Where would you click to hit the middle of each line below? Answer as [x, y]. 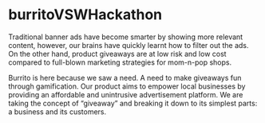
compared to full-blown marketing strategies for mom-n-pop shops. [120, 62]
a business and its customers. [57, 111]
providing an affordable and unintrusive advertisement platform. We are [126, 94]
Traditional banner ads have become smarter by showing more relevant [126, 37]
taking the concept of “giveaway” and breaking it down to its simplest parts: [133, 103]
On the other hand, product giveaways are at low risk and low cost [117, 54]
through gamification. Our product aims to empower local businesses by [127, 86]
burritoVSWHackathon [85, 15]
